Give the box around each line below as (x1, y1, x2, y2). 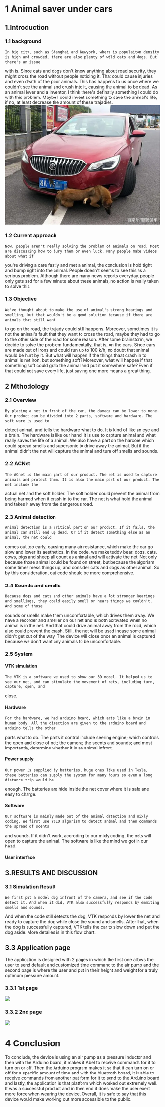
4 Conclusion (5, 1038, 61, 1049)
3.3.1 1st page (5, 985, 38, 992)
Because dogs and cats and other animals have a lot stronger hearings (5, 594, 155, 599)
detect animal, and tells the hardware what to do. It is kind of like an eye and (5, 427, 159, 433)
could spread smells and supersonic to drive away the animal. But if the (5, 443, 150, 449)
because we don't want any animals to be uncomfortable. (5, 639, 121, 645)
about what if (5, 254, 34, 259)
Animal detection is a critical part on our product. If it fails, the (5, 525, 155, 530)
